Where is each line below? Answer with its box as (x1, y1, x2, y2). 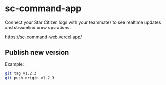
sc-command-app (5, 3, 82, 14)
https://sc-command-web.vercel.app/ (5, 34, 82, 40)
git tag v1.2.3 (5, 71, 37, 76)
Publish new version (5, 48, 69, 57)
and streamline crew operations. (5, 24, 71, 30)
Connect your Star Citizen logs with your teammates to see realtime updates (5, 19, 161, 25)
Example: (5, 61, 24, 67)
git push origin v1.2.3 (5, 75, 55, 80)
